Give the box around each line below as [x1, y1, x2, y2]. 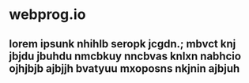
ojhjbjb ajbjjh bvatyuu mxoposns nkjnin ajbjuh [9, 62, 240, 75]
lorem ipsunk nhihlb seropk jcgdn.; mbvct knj [9, 37, 236, 51]
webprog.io [9, 6, 86, 24]
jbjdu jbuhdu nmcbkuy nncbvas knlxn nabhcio [9, 49, 242, 62]
